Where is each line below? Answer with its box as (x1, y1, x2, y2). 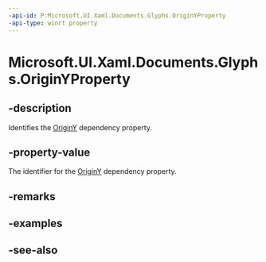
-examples (8, 217, 63, 230)
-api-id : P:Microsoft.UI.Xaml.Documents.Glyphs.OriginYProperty (8, 11, 226, 20)
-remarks (8, 190, 56, 203)
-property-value (8, 145, 91, 159)
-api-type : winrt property (8, 19, 98, 27)
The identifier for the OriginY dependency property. (8, 167, 177, 176)
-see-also (8, 244, 58, 257)
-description (8, 102, 72, 115)
